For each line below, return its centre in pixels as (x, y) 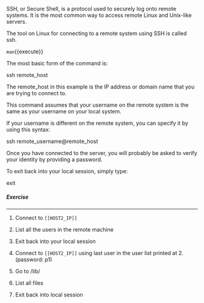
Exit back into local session (49, 295)
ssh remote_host (27, 75)
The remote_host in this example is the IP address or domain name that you (100, 87)
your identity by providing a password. (54, 159)
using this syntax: (28, 129)
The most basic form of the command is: (57, 63)
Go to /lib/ (28, 271)
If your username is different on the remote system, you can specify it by (97, 123)
